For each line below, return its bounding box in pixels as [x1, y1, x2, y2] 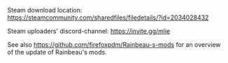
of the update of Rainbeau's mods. [7, 48, 107, 56]
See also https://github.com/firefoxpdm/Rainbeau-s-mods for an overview [7, 41, 222, 48]
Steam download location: [7, 6, 83, 14]
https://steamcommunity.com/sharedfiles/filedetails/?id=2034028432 [7, 13, 209, 22]
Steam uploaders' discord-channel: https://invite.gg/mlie [7, 27, 171, 35]
